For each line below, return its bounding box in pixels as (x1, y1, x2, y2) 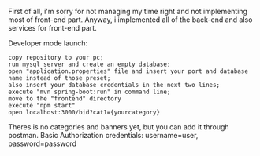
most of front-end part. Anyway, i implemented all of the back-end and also (8, 15, 253, 24)
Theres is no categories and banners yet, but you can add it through (8, 122, 230, 132)
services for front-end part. (8, 24, 97, 32)
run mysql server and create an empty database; (8, 60, 171, 68)
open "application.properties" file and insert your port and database (8, 67, 248, 75)
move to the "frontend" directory (8, 95, 122, 103)
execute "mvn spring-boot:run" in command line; (8, 88, 171, 96)
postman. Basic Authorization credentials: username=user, (8, 131, 199, 140)
